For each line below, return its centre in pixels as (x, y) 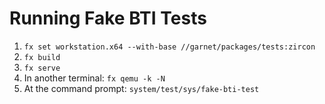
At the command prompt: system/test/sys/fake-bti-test (141, 88)
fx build (42, 57)
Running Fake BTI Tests (108, 18)
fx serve (42, 68)
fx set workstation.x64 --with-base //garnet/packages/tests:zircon (169, 47)
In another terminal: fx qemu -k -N (94, 78)
